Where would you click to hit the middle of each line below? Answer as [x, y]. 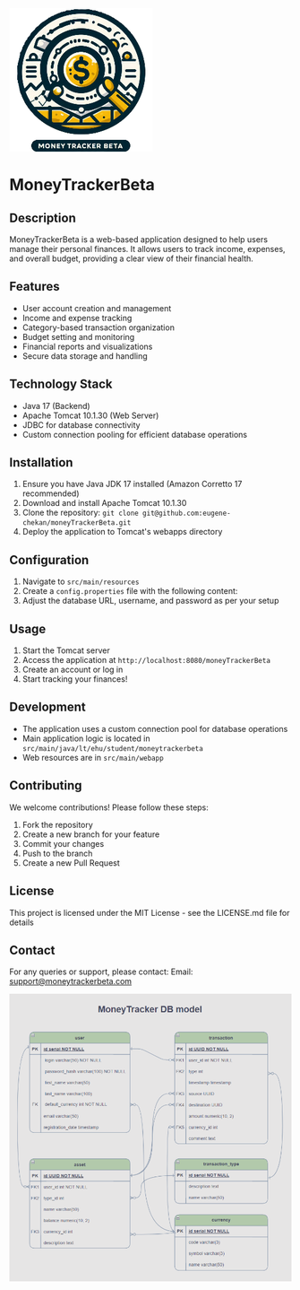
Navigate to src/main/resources [81, 581]
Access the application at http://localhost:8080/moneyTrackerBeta [146, 660]
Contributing [46, 785]
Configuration [49, 560]
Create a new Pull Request [71, 863]
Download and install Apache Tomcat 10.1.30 [104, 503]
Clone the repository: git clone [80, 513]
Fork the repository [58, 824]
